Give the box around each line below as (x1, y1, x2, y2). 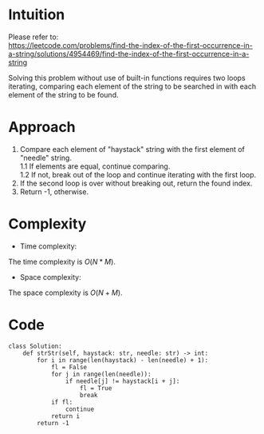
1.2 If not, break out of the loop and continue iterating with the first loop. (19, 169, 257, 179)
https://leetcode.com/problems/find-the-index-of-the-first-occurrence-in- (8, 40, 253, 50)
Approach (8, 118, 76, 137)
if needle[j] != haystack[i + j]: (65, 377, 180, 385)
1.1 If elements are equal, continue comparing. (19, 161, 171, 171)
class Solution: (8, 342, 62, 350)
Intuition (8, 6, 65, 24)
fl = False (50, 363, 88, 371)
